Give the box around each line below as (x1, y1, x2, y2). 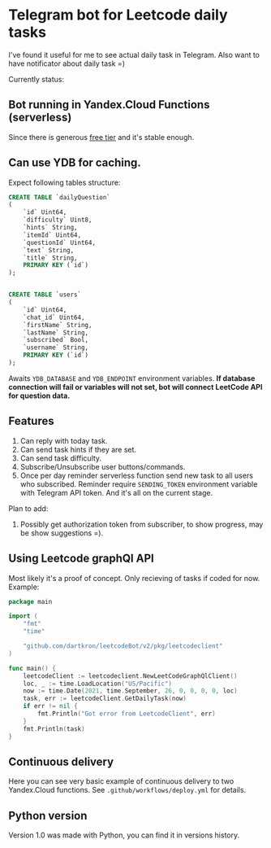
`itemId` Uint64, (23, 230, 82, 239)
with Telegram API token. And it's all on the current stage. (19, 487, 213, 497)
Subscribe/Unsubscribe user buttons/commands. (19, 461, 186, 471)
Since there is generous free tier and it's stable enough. (8, 132, 195, 142)
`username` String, (23, 343, 89, 352)
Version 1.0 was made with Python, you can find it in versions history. (8, 830, 240, 840)
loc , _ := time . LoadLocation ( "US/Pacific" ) (23, 680, 173, 688)
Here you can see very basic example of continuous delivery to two (8, 776, 234, 786)
